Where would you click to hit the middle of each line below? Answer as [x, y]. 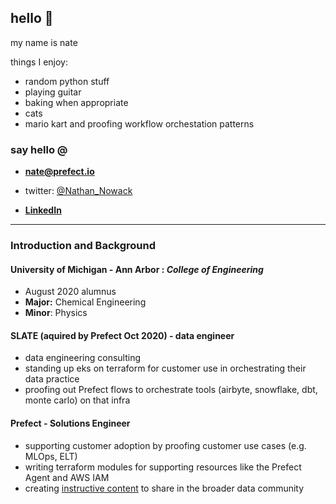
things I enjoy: [39, 62]
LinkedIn [43, 210]
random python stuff [67, 81]
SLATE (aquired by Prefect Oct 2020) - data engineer [122, 335]
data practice [52, 379]
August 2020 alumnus [70, 292]
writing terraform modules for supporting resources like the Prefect [163, 467]
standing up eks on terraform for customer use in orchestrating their [165, 368]
